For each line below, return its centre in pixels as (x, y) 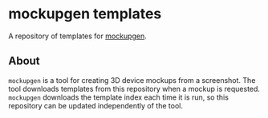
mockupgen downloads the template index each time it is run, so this (118, 97)
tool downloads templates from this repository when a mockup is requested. (134, 88)
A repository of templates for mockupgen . (77, 36)
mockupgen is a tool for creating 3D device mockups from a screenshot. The (132, 80)
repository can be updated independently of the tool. (95, 105)
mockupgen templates (85, 14)
